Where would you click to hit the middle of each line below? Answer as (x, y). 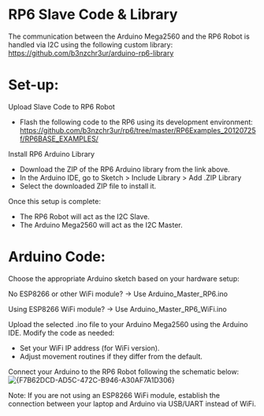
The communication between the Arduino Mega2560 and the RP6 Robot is (129, 36)
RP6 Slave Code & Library (93, 15)
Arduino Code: (57, 257)
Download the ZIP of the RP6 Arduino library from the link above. (125, 169)
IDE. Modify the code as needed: (61, 332)
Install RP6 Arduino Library (52, 154)
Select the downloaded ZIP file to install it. (88, 186)
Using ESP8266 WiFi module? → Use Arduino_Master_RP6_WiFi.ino (117, 309)
